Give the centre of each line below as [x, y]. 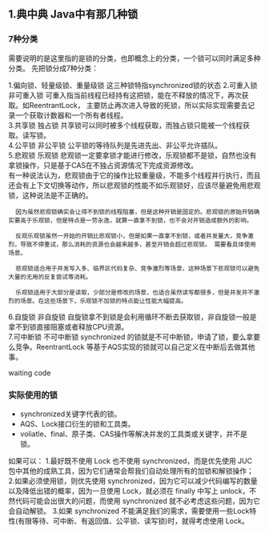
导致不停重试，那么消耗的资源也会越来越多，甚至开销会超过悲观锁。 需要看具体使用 [138, 244]
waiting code [30, 373]
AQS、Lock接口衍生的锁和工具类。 [77, 423]
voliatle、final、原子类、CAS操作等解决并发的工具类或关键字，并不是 [134, 434]
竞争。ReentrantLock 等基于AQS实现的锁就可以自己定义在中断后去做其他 [135, 347]
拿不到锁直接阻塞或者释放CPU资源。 [68, 327]
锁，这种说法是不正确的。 [50, 195]
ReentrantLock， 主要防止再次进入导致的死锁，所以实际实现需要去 [139, 105]
